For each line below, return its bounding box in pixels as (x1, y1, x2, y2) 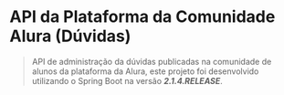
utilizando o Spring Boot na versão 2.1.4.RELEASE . (31, 75, 224, 86)
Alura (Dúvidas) (9, 26, 131, 47)
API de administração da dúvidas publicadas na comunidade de (31, 56, 272, 67)
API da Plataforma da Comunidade (9, 6, 276, 27)
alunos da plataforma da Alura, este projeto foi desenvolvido (31, 66, 259, 77)
